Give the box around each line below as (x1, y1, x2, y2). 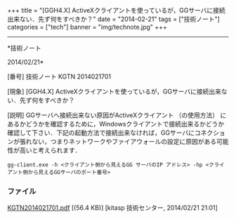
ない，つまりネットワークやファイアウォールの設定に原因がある (31, 138, 216, 145)
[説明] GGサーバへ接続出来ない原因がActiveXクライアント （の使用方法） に (7, 111, 227, 119)
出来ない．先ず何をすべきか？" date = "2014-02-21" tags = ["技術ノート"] (7, 15, 220, 23)
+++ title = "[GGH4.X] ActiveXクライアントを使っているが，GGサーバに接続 (7, 6, 226, 14)
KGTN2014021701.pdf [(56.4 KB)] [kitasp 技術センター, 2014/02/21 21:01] (7, 204, 218, 212)
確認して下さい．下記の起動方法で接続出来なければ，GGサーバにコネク (7, 128, 214, 137)
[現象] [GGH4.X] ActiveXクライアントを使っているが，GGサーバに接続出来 (7, 87, 221, 95)
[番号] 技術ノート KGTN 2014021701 (7, 72, 111, 81)
